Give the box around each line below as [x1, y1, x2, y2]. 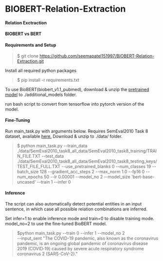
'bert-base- [131, 174, 155, 180]
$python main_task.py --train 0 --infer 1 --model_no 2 [17, 230, 125, 236]
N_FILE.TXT [17, 153, 41, 159]
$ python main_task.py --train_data [17, 143, 88, 149]
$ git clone [17, 53, 39, 59]
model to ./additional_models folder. [5, 92, 77, 97]
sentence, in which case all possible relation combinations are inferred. [5, 206, 147, 212]
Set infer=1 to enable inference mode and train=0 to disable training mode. [5, 215, 155, 221]
